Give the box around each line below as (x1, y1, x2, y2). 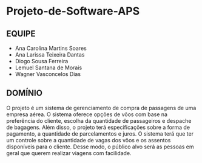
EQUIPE (6, 29, 36, 39)
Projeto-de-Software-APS (6, 4, 140, 18)
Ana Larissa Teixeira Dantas (15, 51, 85, 58)
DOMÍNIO (6, 88, 42, 99)
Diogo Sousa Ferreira (15, 58, 69, 64)
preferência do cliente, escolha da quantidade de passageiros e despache (6, 117, 192, 124)
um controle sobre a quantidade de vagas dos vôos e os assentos (6, 136, 171, 144)
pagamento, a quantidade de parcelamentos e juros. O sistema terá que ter (6, 130, 194, 137)
